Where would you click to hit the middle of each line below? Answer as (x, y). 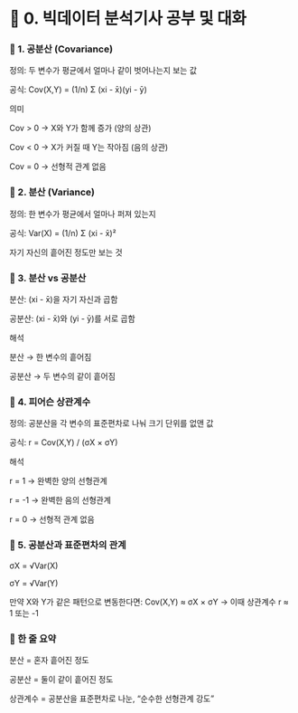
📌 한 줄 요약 (33, 639)
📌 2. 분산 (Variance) (52, 193)
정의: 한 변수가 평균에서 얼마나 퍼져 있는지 (83, 214)
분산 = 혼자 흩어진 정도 (49, 660)
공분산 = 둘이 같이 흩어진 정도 (61, 679)
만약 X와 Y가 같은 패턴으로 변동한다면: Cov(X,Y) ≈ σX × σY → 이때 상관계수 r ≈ (149, 602)
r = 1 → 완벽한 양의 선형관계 (59, 481)
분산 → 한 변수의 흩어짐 (51, 357)
